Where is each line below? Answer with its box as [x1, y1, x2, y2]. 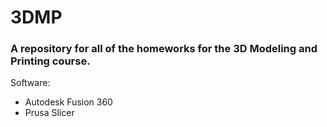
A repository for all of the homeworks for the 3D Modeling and [10, 42, 318, 56]
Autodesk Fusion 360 [24, 96, 113, 108]
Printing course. [10, 54, 91, 68]
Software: [10, 77, 51, 89]
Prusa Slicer [24, 107, 75, 119]
